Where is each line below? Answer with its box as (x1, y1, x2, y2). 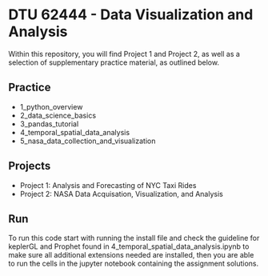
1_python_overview (19, 102, 83, 111)
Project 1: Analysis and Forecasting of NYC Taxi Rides (19, 180, 197, 190)
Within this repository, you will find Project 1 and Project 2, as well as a (8, 49, 240, 58)
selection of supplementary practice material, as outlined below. (8, 58, 220, 67)
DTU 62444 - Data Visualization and (8, 6, 254, 24)
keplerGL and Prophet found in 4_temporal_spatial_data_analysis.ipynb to (8, 242, 250, 251)
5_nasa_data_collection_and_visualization (19, 136, 156, 146)
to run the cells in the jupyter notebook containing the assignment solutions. (8, 258, 259, 269)
